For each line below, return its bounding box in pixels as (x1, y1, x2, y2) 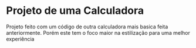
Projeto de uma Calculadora (6, 4, 144, 17)
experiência (6, 35, 35, 42)
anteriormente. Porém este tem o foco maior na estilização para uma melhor (6, 29, 191, 36)
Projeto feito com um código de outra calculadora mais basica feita (6, 23, 168, 30)
